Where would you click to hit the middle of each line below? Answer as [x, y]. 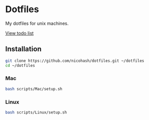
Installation [23, 49]
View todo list [20, 33]
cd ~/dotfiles [20, 65]
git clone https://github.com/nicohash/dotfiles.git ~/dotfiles [75, 61]
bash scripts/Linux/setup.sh [36, 112]
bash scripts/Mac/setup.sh [34, 89]
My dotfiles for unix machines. [37, 23]
